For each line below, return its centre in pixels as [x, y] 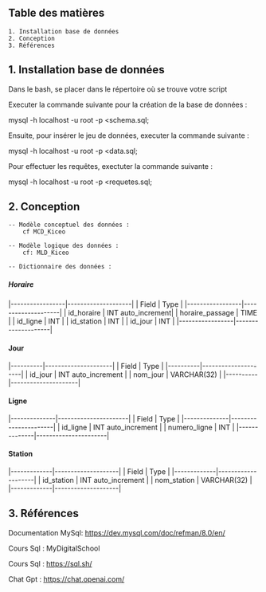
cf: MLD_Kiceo [46, 253]
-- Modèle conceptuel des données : [69, 225]
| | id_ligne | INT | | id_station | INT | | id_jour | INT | [92, 321]
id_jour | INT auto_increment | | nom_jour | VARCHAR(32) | [125, 374]
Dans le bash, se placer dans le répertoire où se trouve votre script [118, 89]
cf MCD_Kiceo [44, 232]
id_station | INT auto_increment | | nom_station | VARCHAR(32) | [147, 480]
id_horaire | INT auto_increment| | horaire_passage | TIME [163, 313]
